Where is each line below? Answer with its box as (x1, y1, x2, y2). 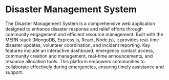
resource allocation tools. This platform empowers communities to (5, 58, 145, 64)
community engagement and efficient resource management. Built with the (5, 31, 163, 37)
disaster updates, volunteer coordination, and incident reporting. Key (5, 42, 151, 48)
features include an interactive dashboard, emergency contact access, (5, 47, 155, 54)
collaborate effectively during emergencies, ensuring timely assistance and (5, 64, 164, 70)
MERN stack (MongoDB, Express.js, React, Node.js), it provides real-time (5, 37, 159, 43)
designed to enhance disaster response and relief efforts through (5, 25, 143, 32)
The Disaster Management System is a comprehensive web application (5, 20, 155, 26)
